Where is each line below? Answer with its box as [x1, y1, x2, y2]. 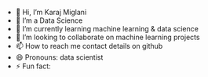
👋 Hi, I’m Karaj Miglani [15, 8, 87, 16]
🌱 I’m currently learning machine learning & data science [15, 24, 199, 33]
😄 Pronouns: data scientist [15, 53, 104, 62]
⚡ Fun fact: [15, 61, 51, 71]
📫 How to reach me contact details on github [15, 42, 163, 50]
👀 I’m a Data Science [15, 16, 83, 25]
